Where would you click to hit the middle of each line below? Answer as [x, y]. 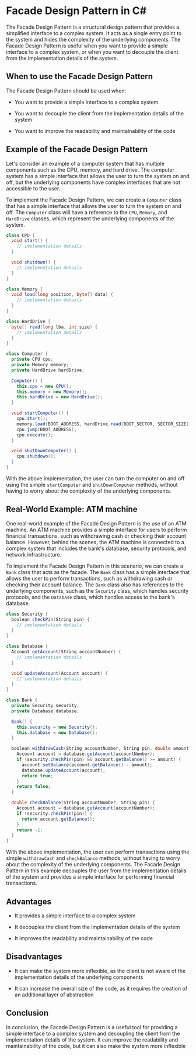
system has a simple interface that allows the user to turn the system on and [98, 176]
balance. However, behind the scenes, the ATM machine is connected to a [95, 542]
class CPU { [20, 235]
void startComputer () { [40, 413]
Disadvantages [34, 957]
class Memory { [24, 289]
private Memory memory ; [40, 365]
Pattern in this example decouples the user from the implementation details [96, 870]
